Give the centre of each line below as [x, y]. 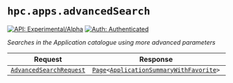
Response [156, 59]
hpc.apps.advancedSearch [79, 11]
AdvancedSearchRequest [48, 70]
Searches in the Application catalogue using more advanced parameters [112, 42]
